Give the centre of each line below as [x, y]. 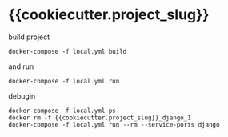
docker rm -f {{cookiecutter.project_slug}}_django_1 [100, 118]
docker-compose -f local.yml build [68, 51]
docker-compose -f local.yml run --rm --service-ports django [114, 125]
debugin [22, 96]
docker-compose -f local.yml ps [62, 111]
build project [29, 37]
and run [21, 66]
